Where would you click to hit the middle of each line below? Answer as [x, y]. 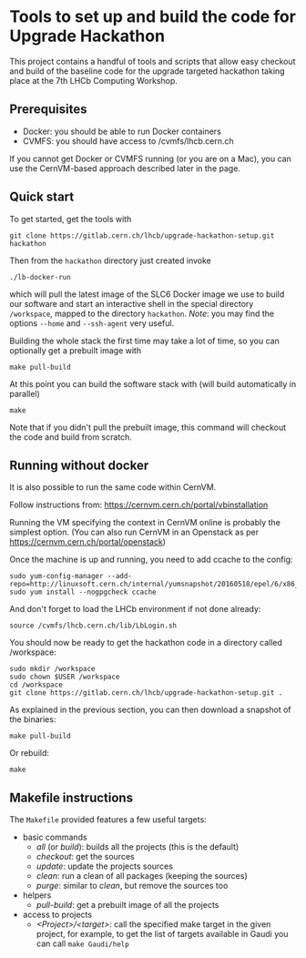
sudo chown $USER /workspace [65, 677]
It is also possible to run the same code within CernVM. [113, 487]
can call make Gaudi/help [82, 943]
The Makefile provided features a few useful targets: [108, 820]
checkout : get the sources [85, 857]
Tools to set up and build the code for [153, 17]
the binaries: [33, 719]
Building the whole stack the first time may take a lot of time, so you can [144, 341]
